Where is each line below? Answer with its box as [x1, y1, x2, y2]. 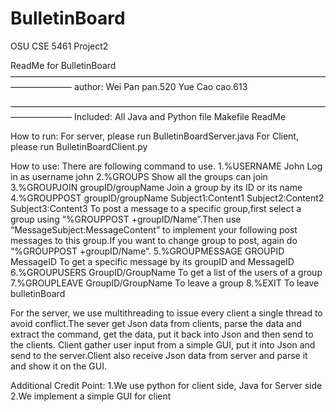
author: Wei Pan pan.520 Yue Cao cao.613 [73, 80, 248, 92]
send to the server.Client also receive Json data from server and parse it [10, 349, 308, 361]
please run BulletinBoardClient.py [10, 140, 148, 152]
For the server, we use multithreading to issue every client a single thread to [10, 307, 323, 319]
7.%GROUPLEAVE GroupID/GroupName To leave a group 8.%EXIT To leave [10, 277, 320, 289]
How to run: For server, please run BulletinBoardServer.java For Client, [10, 130, 299, 142]
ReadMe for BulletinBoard [10, 59, 117, 71]
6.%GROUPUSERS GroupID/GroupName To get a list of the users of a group [10, 266, 323, 278]
